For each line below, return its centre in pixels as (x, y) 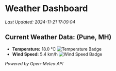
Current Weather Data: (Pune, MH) (58, 37)
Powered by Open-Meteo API (34, 63)
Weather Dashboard (47, 9)
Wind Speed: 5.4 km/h (35, 54)
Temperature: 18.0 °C (34, 49)
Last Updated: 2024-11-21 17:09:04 (40, 22)
